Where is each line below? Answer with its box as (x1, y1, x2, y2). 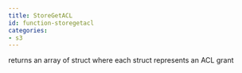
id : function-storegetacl (8, 19, 94, 27)
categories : (8, 26, 48, 34)
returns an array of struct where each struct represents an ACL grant (8, 56, 234, 65)
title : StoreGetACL (8, 11, 73, 20)
